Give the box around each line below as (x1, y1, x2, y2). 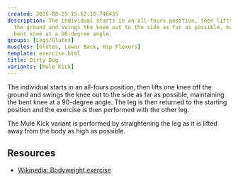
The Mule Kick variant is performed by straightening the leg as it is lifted (7, 119, 218, 128)
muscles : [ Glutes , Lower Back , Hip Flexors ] (7, 43, 141, 50)
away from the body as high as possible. (7, 126, 126, 135)
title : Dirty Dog (7, 57, 59, 64)
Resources (7, 147, 56, 160)
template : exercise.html (7, 50, 81, 57)
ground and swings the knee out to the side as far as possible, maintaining (7, 90, 225, 99)
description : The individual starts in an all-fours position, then (7, 17, 214, 24)
